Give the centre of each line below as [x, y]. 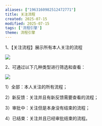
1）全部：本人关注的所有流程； [36, 87]
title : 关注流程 [20, 14]
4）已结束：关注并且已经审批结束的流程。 [48, 118]
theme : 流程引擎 [20, 33]
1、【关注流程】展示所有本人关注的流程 [44, 47]
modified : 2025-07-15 [27, 23]
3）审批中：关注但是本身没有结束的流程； [48, 108]
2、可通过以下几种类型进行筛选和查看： [45, 67]
